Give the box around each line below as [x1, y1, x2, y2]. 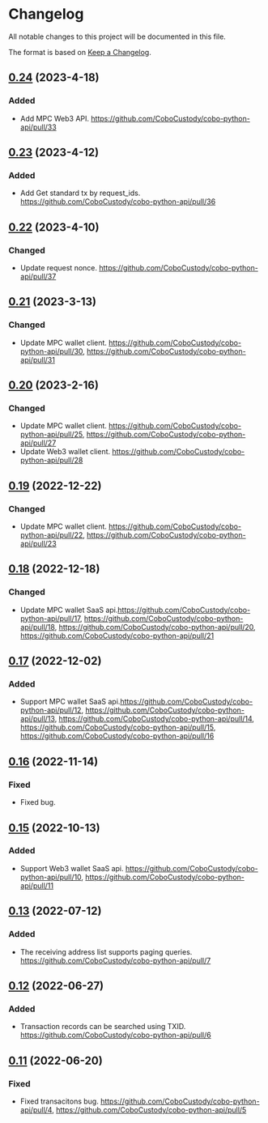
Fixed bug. [19, 798, 56, 807]
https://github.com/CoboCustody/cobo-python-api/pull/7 [19, 955, 211, 965]
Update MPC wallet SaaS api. [19, 605, 118, 615]
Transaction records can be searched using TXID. [19, 1022, 186, 1032]
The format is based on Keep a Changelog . [8, 47, 151, 57]
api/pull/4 [19, 1104, 53, 1114]
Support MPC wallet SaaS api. [19, 697, 121, 707]
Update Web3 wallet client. [19, 447, 111, 457]
